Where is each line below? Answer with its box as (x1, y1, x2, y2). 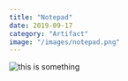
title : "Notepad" (9, 12, 73, 22)
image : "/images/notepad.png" (9, 37, 121, 47)
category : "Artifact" (9, 29, 89, 38)
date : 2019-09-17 (9, 21, 73, 30)
